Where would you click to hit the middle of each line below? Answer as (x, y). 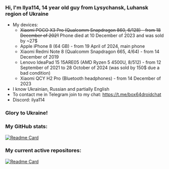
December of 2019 (39, 57)
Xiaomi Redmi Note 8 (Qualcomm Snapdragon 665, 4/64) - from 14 (90, 51)
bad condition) (35, 73)
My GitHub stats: (26, 127)
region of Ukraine (27, 14)
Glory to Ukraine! (26, 113)
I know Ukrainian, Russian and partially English (61, 89)
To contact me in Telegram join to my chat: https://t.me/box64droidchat (87, 94)
